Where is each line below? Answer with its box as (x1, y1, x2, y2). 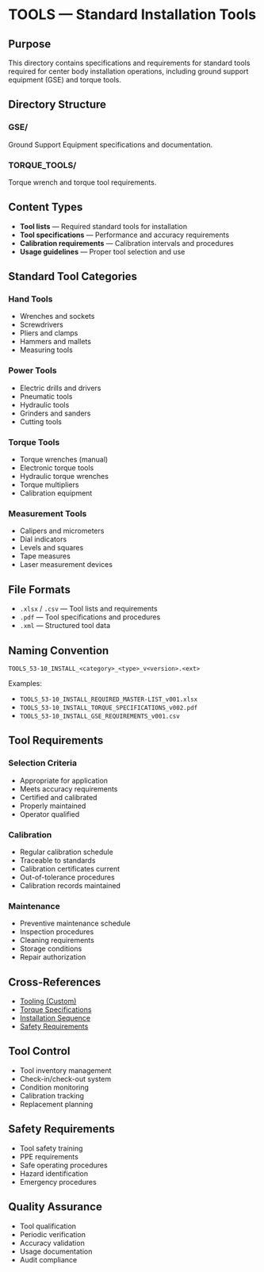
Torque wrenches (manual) (19, 454, 109, 465)
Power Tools (8, 365, 57, 376)
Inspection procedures (19, 927, 94, 937)
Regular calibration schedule (19, 847, 113, 856)
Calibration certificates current (19, 864, 121, 873)
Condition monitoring (19, 1082, 90, 1092)
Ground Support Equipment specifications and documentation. (8, 140, 212, 149)
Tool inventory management (19, 1065, 112, 1075)
